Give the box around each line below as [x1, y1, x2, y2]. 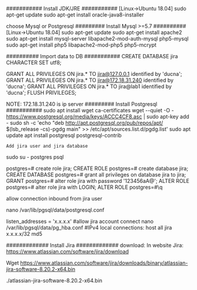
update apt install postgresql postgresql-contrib [6, 132, 122, 139]
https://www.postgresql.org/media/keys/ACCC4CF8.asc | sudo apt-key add [6, 113, 189, 120]
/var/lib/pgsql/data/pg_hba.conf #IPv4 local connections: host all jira [6, 224, 172, 231]
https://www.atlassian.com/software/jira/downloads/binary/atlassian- [20, 259, 188, 266]
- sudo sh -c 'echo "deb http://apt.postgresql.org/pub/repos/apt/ [6, 119, 163, 126]
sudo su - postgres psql [6, 154, 64, 161]
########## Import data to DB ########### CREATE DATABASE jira [6, 53, 178, 59]
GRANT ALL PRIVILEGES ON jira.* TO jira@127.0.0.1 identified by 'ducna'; [6, 71, 182, 77]
